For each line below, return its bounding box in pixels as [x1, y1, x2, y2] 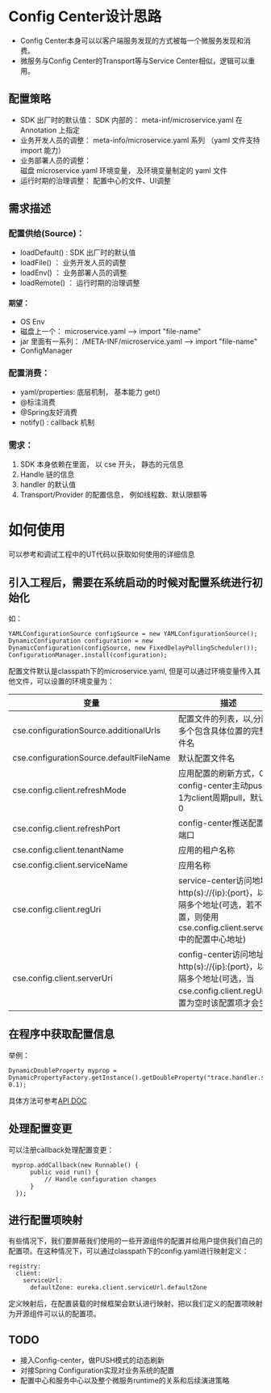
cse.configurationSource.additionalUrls [12, 725, 161, 736]
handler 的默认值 [19, 480, 77, 489]
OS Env [19, 316, 45, 326]
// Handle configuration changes [44, 1175, 157, 1183]
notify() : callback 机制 [19, 417, 95, 427]
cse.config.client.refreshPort [12, 823, 121, 834]
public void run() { [29, 1168, 99, 1176]
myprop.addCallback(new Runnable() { [11, 1161, 139, 1169]
